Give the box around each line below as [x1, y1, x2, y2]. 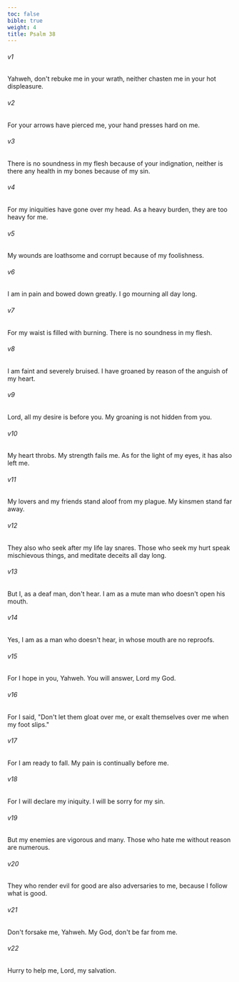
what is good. [7, 889, 48, 898]
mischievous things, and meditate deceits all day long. [7, 551, 167, 559]
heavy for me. [7, 213, 49, 221]
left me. [7, 459, 30, 468]
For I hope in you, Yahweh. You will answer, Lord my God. [7, 674, 176, 683]
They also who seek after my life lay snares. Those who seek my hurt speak [7, 543, 230, 552]
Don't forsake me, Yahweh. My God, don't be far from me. [7, 928, 178, 936]
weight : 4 [7, 24, 37, 31]
